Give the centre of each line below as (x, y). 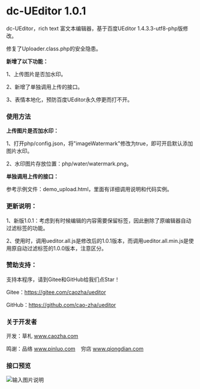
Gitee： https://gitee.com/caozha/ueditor (56, 292)
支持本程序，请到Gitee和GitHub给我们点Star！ (63, 279)
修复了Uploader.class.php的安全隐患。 (54, 49)
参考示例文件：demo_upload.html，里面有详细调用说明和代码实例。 (89, 189)
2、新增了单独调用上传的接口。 (45, 87)
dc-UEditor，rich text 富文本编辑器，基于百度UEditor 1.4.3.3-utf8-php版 (95, 28)
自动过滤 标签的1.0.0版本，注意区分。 (62, 248)
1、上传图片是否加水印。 (36, 74)
